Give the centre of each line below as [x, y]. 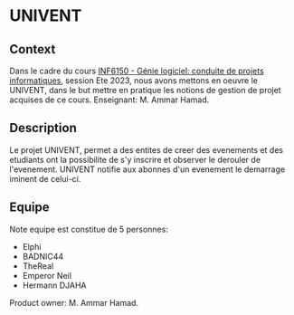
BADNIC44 [43, 256]
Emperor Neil [47, 275]
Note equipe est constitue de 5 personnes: [89, 229]
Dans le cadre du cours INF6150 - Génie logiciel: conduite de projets [137, 71]
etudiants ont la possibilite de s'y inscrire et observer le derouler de [135, 159]
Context [33, 49]
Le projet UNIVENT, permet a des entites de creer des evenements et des [146, 149]
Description [43, 128]
